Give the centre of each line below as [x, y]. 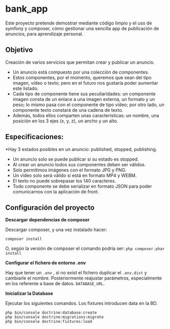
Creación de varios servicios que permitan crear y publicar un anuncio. [80, 62]
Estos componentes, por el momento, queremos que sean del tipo [82, 78]
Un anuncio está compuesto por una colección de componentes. [81, 72]
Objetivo [19, 50]
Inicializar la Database [29, 293]
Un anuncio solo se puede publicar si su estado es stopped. [76, 159]
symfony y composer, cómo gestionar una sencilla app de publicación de [82, 28]
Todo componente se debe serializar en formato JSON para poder [82, 186]
